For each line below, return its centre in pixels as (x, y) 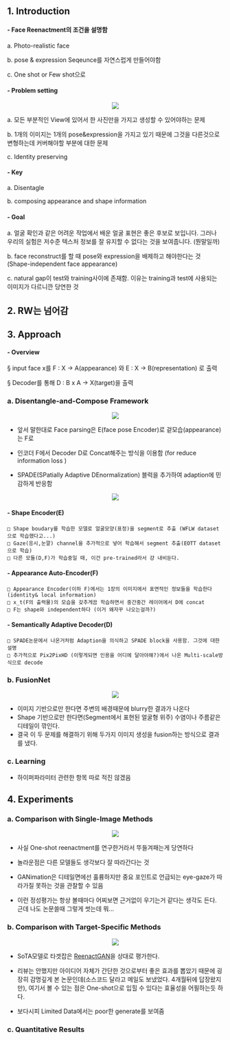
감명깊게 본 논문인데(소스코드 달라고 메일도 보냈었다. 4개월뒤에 (114, 979)
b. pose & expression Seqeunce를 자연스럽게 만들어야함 (84, 60)
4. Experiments (40, 799)
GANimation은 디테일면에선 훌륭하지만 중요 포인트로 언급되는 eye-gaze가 (116, 877)
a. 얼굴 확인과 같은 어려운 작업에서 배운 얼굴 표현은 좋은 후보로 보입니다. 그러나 (112, 233)
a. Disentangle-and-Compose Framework (78, 401)
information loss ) (42, 461)
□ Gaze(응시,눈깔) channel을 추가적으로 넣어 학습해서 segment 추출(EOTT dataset (114, 543)
